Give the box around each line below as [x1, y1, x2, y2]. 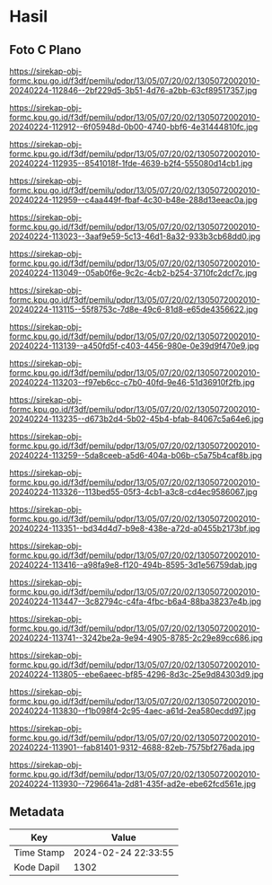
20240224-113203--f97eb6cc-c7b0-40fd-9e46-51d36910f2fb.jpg [9, 377, 256, 387]
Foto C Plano [9, 42, 82, 58]
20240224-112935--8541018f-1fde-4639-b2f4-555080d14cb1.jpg [9, 158, 253, 168]
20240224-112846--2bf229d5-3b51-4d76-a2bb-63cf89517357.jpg [9, 85, 258, 95]
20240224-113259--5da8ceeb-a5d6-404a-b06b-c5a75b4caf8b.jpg [9, 450, 263, 460]
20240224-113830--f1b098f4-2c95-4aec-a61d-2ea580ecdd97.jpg [9, 705, 257, 716]
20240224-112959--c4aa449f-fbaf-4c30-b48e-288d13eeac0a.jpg [9, 195, 258, 205]
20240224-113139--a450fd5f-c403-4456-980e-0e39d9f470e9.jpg [9, 341, 259, 351]
